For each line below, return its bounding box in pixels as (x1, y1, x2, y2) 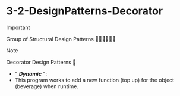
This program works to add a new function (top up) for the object (14, 76, 174, 83)
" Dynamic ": (14, 70, 48, 77)
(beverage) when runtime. (14, 82, 79, 90)
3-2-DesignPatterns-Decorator (6, 4, 163, 18)
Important (6, 24, 30, 31)
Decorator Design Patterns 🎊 (6, 58, 76, 66)
